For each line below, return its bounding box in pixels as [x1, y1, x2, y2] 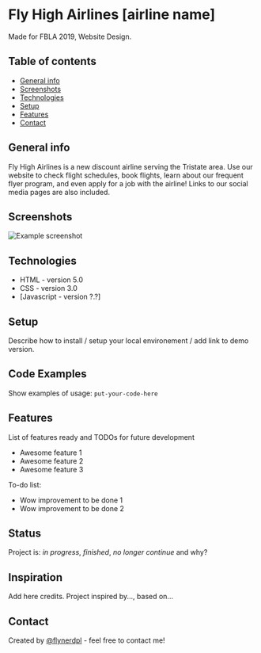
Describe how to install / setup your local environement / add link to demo [8, 336, 249, 346]
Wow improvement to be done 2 [19, 503, 125, 513]
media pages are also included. [8, 187, 111, 197]
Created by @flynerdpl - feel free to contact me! [8, 636, 165, 645]
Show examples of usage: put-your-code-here [8, 388, 158, 398]
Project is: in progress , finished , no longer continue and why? [8, 548, 208, 557]
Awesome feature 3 [19, 464, 84, 474]
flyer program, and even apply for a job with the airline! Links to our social [8, 178, 248, 188]
